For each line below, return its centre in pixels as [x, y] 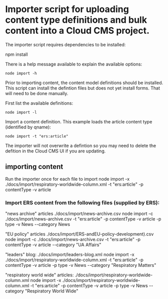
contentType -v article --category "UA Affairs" [53, 245]
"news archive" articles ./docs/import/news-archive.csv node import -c [79, 214]
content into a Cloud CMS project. [77, 31]
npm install [17, 54]
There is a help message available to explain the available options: [74, 64]
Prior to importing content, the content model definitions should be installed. [84, 83]
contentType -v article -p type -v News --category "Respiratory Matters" [81, 265]
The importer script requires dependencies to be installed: [65, 44]
